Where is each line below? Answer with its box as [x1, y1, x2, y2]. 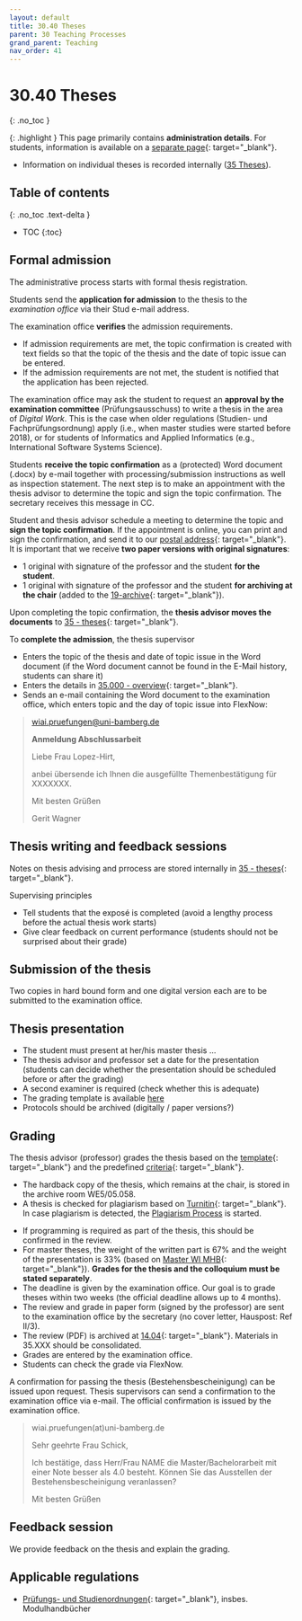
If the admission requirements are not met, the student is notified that [22, 367, 280, 377]
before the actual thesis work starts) [22, 917, 157, 927]
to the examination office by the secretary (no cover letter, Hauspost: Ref [22, 1311, 293, 1322]
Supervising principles [9, 890, 93, 900]
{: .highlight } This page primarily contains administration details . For [9, 132, 267, 144]
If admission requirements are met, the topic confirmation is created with [22, 338, 292, 349]
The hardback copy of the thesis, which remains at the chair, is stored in [22, 1179, 290, 1190]
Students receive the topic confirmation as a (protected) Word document [9, 459, 283, 470]
